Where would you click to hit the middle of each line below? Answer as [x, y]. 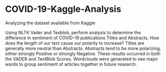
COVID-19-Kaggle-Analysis [63, 9]
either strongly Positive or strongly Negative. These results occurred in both [83, 54]
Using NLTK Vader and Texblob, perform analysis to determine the [73, 32]
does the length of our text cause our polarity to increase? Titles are [75, 43]
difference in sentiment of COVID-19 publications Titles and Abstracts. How [82, 38]
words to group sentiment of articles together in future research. [71, 64]
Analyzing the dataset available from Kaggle [50, 23]
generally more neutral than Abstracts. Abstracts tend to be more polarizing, [83, 48]
